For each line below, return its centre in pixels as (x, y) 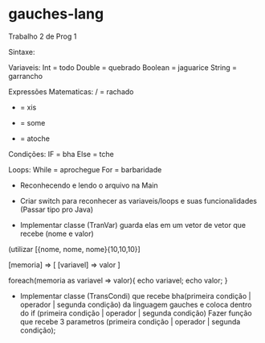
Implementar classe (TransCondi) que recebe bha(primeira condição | (135, 295)
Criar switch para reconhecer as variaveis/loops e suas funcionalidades (139, 200)
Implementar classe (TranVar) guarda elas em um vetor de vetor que (133, 225)
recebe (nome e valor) (57, 233)
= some (33, 122)
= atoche (35, 138)
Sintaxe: (22, 52)
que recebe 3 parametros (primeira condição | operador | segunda (130, 321)
